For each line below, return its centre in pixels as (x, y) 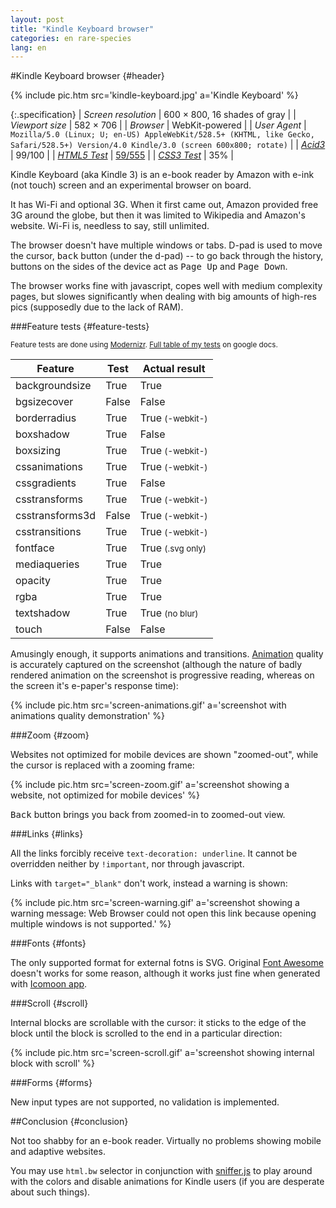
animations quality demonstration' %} (88, 716)
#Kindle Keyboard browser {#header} (87, 76)
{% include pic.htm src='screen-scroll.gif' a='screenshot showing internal (162, 1053)
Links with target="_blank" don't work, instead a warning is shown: (149, 883)
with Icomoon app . (49, 984)
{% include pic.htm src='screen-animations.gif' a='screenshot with (148, 705)
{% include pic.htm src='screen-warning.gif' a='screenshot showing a (155, 903)
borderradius (46, 418)
